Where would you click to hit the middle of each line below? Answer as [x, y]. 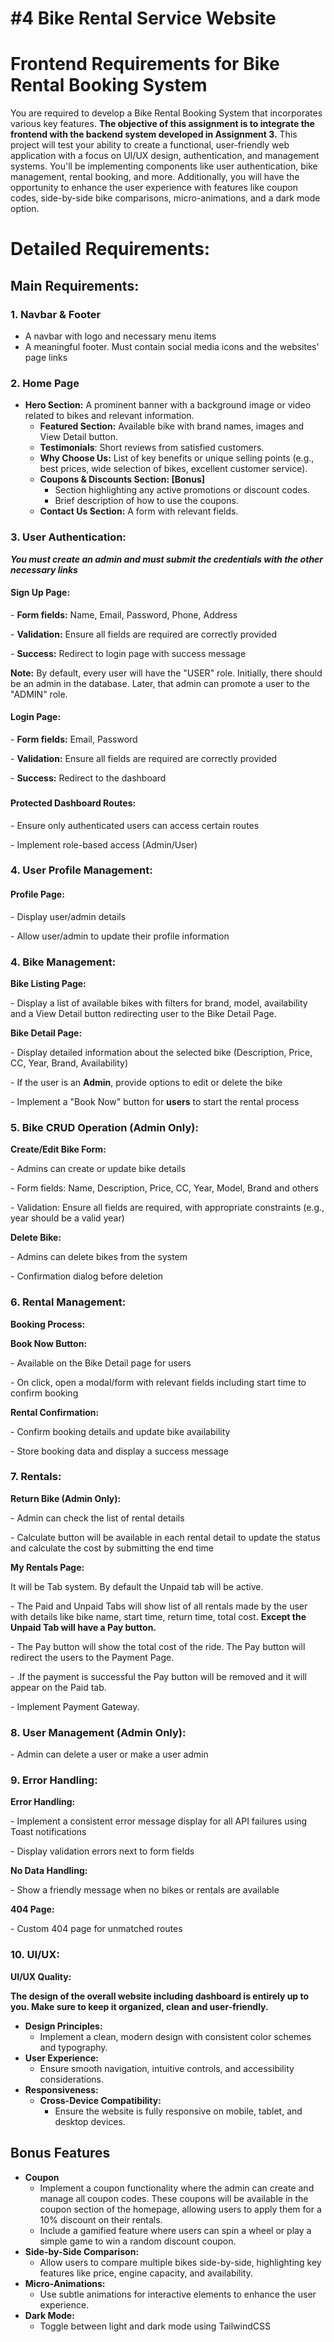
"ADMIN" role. [39, 694]
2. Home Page [45, 383]
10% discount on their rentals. [101, 2219]
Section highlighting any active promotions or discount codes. [182, 490]
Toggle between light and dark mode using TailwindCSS [155, 2326]
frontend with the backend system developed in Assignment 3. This [154, 134]
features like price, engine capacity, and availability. [146, 2273]
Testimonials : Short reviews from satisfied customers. [152, 448]
